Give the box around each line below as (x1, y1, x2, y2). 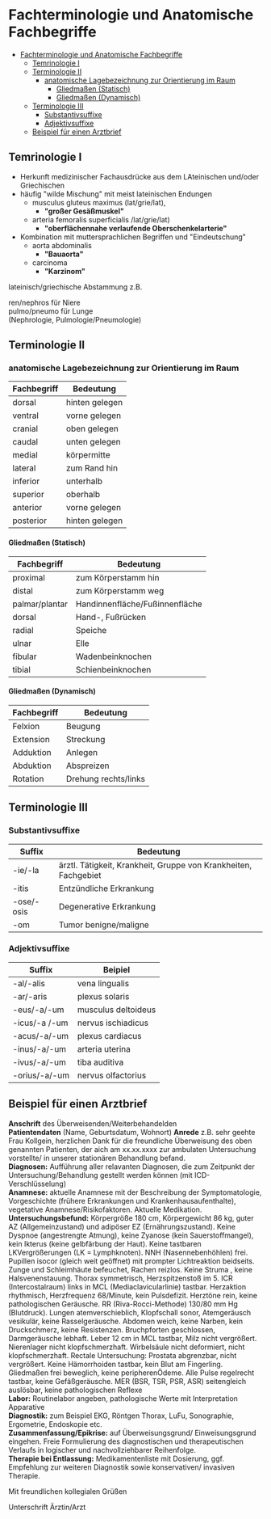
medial (12, 449, 38, 461)
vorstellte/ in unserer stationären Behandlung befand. (8, 1153, 186, 1162)
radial (12, 624, 34, 635)
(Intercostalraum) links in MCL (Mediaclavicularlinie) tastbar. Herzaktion (8, 1281, 247, 1291)
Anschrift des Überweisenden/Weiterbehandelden (8, 1118, 177, 1129)
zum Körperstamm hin (75, 572, 160, 583)
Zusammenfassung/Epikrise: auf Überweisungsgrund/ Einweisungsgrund (8, 1428, 256, 1437)
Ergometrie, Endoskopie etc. (8, 1419, 102, 1428)
